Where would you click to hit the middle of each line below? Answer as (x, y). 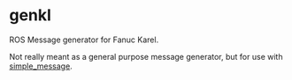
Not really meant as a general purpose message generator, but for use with (146, 56)
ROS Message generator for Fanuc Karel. (84, 40)
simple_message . (41, 66)
